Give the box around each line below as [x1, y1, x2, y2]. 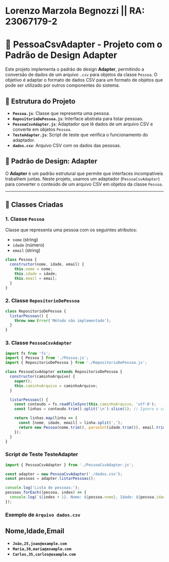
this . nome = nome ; [14, 267, 53, 272]
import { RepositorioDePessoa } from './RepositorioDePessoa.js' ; [5, 360, 147, 365]
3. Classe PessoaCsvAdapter [5, 339, 72, 346]
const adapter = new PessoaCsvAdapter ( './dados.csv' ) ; [5, 471, 123, 476]
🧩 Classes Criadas [5, 201, 64, 209]
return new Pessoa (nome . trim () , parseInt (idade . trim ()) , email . [18, 425, 156, 430]
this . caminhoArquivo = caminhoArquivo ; [14, 383, 98, 388]
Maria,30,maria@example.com [12, 546, 71, 551]
